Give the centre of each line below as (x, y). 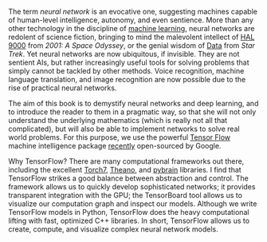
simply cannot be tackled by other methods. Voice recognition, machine (126, 71)
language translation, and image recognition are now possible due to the (127, 79)
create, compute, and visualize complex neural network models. (114, 229)
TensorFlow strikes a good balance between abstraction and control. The (128, 178)
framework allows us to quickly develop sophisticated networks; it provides (132, 186)
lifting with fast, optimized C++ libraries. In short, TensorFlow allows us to (129, 220)
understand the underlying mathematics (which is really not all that (118, 120)
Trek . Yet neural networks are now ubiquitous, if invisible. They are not (124, 54)
